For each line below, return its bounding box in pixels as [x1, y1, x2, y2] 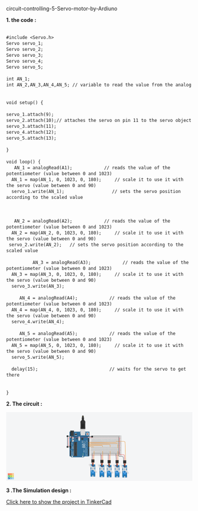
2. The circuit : [6, 400, 43, 407]
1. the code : [6, 17, 37, 23]
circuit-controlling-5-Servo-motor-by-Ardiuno [6, 5, 118, 12]
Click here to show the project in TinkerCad [6, 498, 112, 505]
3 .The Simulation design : [6, 487, 72, 494]
